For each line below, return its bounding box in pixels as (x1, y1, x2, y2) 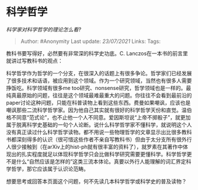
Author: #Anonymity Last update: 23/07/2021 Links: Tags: (20, 38, 161, 45)
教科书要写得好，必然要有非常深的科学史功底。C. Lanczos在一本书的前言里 (6, 49, 189, 56)
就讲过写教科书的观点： (6, 57, 63, 64)
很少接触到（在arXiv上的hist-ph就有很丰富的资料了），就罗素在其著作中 (11, 143, 183, 150)
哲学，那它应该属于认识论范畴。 (11, 165, 89, 172)
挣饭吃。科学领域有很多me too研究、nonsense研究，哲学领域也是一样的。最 (6, 84, 192, 91)
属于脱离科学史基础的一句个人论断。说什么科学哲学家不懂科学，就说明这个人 (6, 121, 192, 128)
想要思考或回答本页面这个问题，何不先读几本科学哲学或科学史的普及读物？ (6, 178, 187, 185)
